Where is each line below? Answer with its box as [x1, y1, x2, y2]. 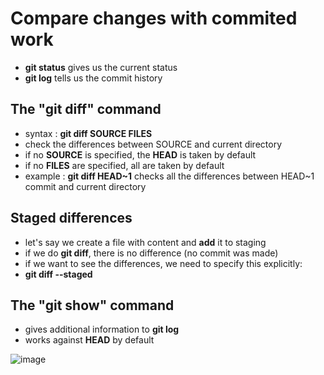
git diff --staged [24, 268, 93, 280]
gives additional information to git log [24, 323, 180, 336]
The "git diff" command [10, 101, 162, 118]
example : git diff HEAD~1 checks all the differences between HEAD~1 [24, 170, 315, 182]
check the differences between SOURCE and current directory [24, 138, 283, 150]
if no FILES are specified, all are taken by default [24, 159, 225, 171]
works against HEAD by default [24, 334, 155, 346]
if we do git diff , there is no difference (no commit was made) [24, 247, 279, 259]
